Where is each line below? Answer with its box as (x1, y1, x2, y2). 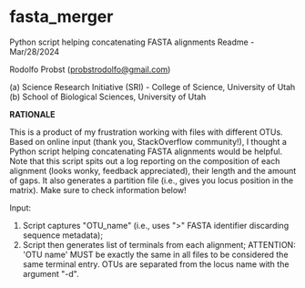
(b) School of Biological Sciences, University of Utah (9, 91, 207, 102)
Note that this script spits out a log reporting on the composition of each (9, 155, 280, 166)
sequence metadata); (22, 230, 103, 241)
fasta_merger (9, 6, 114, 27)
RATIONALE (9, 108, 56, 119)
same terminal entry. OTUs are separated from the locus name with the (22, 258, 290, 270)
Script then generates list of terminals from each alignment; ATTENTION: (22, 239, 296, 250)
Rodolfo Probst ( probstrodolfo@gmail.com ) (9, 64, 171, 75)
